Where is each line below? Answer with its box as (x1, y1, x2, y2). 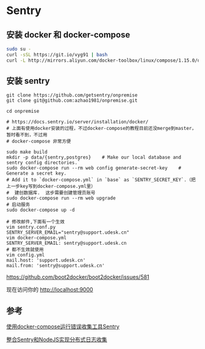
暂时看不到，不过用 (6, 132, 48, 138)
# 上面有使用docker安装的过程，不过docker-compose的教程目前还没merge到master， (6, 126, 196, 132)
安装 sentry (6, 76, 50, 86)
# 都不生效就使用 (6, 246, 44, 253)
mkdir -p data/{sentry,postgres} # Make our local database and (6, 154, 182, 160)
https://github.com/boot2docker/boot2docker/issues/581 (6, 273, 149, 281)
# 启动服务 (6, 202, 31, 208)
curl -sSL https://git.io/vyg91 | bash (6, 51, 108, 58)
